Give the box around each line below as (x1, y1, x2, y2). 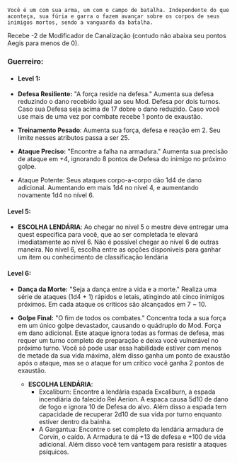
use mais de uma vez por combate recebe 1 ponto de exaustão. (17, 112, 203, 121)
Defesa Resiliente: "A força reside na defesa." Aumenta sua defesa (17, 90, 214, 98)
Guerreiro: (7, 57, 44, 66)
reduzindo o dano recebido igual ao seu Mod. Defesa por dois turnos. (17, 98, 221, 106)
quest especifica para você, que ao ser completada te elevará (17, 230, 198, 239)
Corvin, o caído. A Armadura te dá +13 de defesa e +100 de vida (38, 432, 226, 441)
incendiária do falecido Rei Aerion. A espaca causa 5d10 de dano (38, 394, 229, 403)
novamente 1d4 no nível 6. (17, 191, 94, 199)
